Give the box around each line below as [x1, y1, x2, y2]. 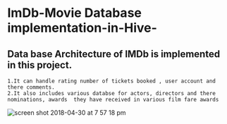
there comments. [7, 84, 55, 91]
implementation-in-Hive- [7, 20, 157, 36]
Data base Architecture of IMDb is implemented [7, 48, 221, 60]
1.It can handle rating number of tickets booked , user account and [7, 77, 216, 85]
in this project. [7, 58, 73, 71]
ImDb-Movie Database [7, 5, 142, 21]
